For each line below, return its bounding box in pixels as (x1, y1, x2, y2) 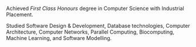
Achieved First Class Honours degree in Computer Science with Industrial (6, 5, 184, 12)
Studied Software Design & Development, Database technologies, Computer (6, 23, 190, 29)
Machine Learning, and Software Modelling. (6, 35, 112, 41)
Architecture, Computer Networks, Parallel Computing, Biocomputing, (6, 28, 175, 35)
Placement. (6, 11, 33, 18)
